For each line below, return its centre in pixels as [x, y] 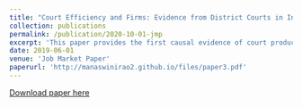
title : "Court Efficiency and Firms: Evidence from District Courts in [146, 17]
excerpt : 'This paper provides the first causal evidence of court [138, 42]
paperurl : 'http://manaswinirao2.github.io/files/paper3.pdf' [128, 68]
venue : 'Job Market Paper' [60, 59]
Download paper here [49, 92]
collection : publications [58, 26]
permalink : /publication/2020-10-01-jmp [86, 34]
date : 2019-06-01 [42, 51]
